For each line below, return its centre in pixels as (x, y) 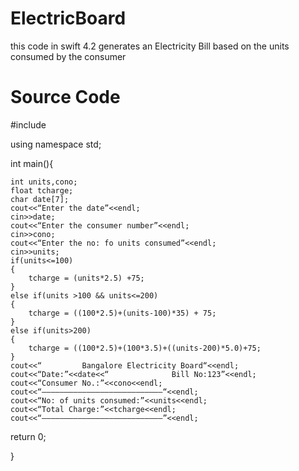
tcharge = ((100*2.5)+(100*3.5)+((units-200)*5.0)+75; (145, 348)
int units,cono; (44, 182)
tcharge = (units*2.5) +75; (86, 278)
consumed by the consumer (68, 56)
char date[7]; (40, 199)
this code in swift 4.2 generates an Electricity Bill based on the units (150, 46)
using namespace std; (56, 144)
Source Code (65, 97)
